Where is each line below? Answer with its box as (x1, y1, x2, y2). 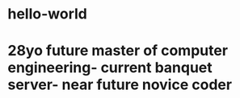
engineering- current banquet (7, 59, 213, 77)
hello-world (7, 5, 88, 23)
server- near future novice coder (7, 76, 232, 94)
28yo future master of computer (7, 42, 228, 60)
